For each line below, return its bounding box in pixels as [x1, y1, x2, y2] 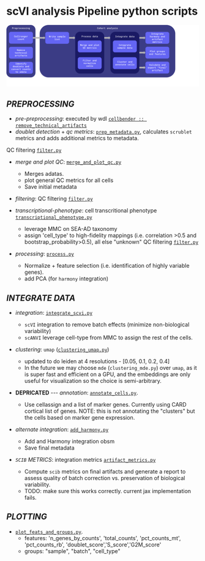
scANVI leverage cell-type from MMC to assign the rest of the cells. [24, 334, 193, 341]
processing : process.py [15, 250, 75, 258]
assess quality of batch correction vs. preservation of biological [24, 475, 185, 481]
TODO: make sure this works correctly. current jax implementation [24, 488, 192, 494]
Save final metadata [24, 444, 75, 451]
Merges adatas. [24, 170, 64, 178]
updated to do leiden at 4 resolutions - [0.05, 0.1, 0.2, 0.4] [24, 358, 170, 365]
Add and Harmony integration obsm [24, 438, 115, 445]
